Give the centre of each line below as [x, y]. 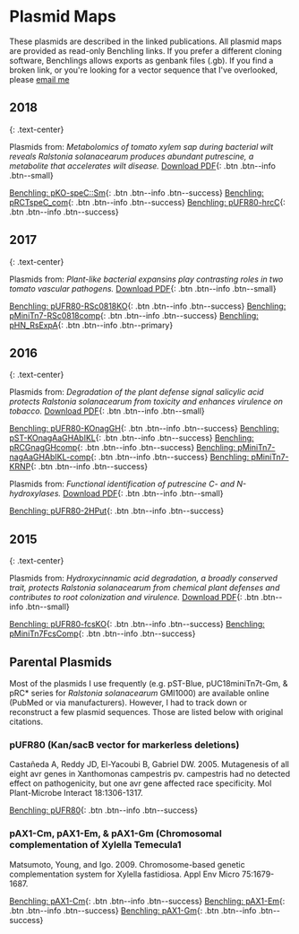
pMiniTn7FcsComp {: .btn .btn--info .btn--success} [103, 633]
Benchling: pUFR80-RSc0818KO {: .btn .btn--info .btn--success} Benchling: [148, 306]
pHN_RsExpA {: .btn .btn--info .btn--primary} [91, 325]
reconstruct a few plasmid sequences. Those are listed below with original [146, 712]
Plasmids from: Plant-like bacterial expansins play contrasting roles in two [146, 279]
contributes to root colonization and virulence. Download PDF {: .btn [134, 598]
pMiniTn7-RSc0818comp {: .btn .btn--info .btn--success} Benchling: [134, 315]
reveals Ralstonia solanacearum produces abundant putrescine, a [132, 156]
